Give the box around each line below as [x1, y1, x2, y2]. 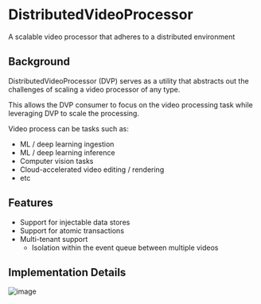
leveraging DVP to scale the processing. [8, 108, 139, 118]
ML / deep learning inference [19, 147, 115, 157]
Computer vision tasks [19, 156, 94, 166]
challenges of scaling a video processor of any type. [8, 84, 181, 94]
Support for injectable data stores [19, 217, 130, 227]
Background [8, 55, 70, 68]
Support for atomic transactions [19, 225, 125, 236]
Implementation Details [8, 265, 127, 279]
